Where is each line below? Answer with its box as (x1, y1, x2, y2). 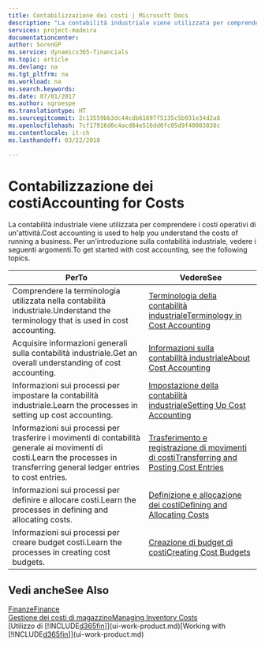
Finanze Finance (8, 604, 60, 614)
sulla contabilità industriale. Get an (12, 348, 138, 359)
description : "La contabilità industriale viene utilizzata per (8, 19, 224, 27)
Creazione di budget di (148, 537, 233, 548)
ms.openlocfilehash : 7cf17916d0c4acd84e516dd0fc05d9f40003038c (8, 122, 221, 129)
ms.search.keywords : (8, 84, 77, 93)
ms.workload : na (8, 77, 62, 85)
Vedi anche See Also (8, 583, 109, 597)
